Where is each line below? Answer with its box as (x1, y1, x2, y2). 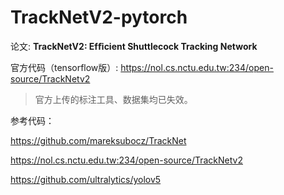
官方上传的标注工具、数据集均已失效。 (34, 93, 193, 105)
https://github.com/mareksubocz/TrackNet (10, 134, 187, 146)
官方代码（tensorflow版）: (10, 61, 119, 73)
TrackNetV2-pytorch (10, 6, 188, 29)
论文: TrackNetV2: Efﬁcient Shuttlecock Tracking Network (10, 40, 258, 52)
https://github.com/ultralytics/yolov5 (10, 173, 162, 185)
